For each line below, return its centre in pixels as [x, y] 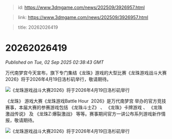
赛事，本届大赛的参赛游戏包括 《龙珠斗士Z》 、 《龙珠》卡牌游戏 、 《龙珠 [84, 107]
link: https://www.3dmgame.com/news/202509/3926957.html [83, 17]
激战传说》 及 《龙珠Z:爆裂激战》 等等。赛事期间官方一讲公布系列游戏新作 [83, 114]
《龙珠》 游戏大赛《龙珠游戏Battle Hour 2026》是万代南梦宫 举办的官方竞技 [86, 101]
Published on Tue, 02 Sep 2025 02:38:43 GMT [55, 62]
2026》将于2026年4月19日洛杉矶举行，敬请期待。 [58, 79]
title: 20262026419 [38, 27]
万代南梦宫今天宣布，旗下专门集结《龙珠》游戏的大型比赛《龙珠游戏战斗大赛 [86, 73]
